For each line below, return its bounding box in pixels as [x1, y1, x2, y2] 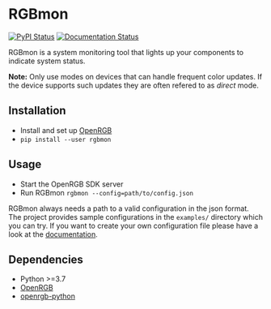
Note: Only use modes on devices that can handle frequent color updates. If [8, 71, 263, 81]
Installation [8, 104, 66, 118]
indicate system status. [8, 56, 86, 66]
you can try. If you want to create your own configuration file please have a [8, 221, 259, 230]
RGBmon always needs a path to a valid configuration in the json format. [8, 204, 249, 213]
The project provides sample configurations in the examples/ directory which [8, 212, 263, 221]
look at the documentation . [8, 229, 99, 239]
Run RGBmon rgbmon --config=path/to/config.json [19, 187, 194, 197]
